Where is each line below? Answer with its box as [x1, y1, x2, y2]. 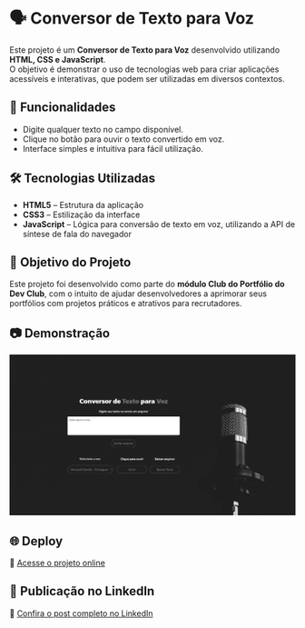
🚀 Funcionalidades [9, 100, 116, 115]
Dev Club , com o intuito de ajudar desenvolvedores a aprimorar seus [9, 288, 268, 299]
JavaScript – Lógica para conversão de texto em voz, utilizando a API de [22, 218, 296, 229]
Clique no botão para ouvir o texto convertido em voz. [22, 134, 225, 145]
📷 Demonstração [9, 325, 111, 341]
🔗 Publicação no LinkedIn [9, 583, 155, 599]
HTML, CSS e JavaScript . [9, 54, 106, 65]
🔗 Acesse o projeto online [9, 557, 106, 568]
